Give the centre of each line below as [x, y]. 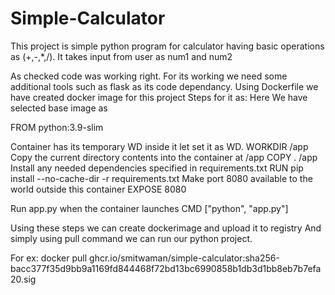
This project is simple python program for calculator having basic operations [167, 46]
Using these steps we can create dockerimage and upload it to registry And [166, 228]
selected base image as [59, 108]
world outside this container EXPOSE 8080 [98, 189]
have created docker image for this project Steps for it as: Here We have [159, 97]
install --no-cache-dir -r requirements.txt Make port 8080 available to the [161, 178]
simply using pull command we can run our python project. [131, 238]
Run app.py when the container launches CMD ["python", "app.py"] [149, 208]
